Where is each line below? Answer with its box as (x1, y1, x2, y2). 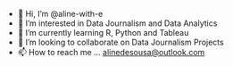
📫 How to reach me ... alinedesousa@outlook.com (17, 47, 205, 57)
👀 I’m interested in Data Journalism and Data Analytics (17, 18, 218, 29)
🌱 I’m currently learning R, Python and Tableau (17, 28, 189, 37)
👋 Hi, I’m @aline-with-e (17, 9, 104, 19)
